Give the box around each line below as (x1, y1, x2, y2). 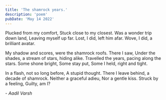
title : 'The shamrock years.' (5, 7, 68, 12)
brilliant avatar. (5, 41, 36, 47)
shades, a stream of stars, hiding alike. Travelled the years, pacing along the (5, 55, 162, 61)
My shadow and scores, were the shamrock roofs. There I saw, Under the (5, 50, 156, 56)
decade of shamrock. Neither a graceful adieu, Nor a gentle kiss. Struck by (5, 75, 159, 82)
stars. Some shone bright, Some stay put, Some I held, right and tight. (5, 60, 148, 67)
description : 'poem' (5, 12, 48, 17)
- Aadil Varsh (5, 90, 32, 97)
